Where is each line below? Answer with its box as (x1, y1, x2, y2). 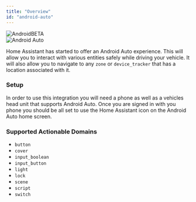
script (14, 186, 31, 191)
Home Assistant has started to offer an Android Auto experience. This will (6, 47, 183, 54)
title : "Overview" (6, 8, 51, 15)
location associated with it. (6, 66, 71, 73)
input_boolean (14, 155, 49, 160)
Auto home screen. (6, 112, 52, 120)
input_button (14, 160, 47, 167)
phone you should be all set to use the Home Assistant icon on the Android (6, 107, 187, 114)
